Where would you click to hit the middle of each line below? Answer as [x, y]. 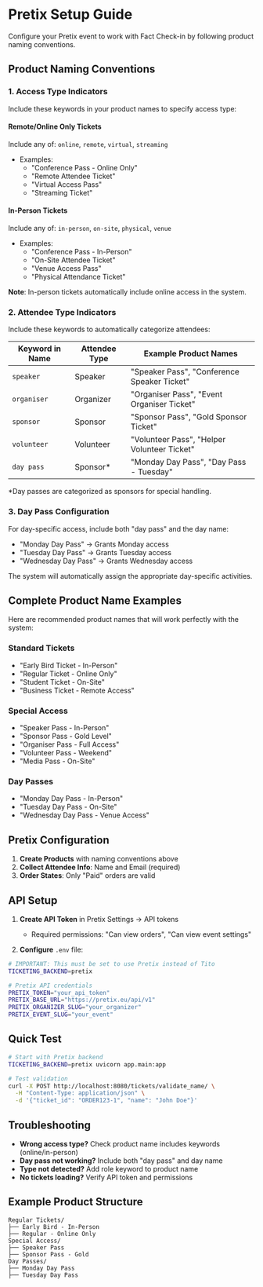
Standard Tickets [41, 648]
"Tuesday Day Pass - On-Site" [68, 807]
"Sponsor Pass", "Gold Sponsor [189, 417]
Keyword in [40, 349]
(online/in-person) [49, 1152]
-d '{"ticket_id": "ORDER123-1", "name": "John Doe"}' [106, 1101]
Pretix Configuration [59, 840]
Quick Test [35, 1039]
